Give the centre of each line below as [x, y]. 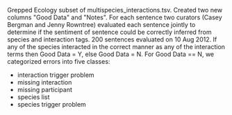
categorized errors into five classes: [59, 61]
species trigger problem [52, 104]
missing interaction [44, 82]
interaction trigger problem [56, 75]
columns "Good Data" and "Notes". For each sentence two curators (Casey [115, 17]
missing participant [45, 90]
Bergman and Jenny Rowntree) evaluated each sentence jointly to [101, 25]
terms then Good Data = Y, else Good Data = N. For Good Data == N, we [111, 54]
